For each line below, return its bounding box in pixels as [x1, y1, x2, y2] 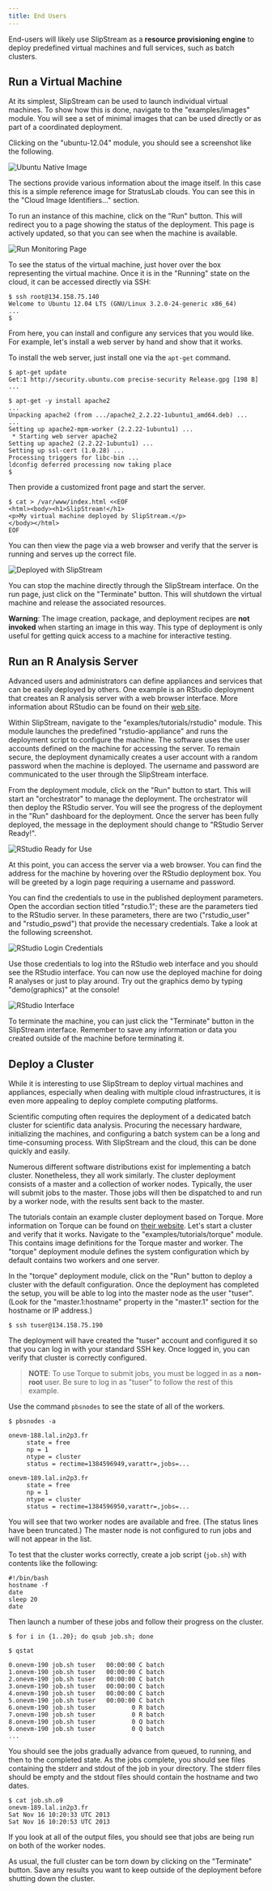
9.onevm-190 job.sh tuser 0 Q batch [8, 1725, 164, 1733]
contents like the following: [8, 1559, 99, 1569]
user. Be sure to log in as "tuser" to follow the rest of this [44, 1378, 233, 1387]
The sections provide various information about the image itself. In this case [8, 178, 261, 188]
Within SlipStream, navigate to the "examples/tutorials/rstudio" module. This [8, 718, 262, 728]
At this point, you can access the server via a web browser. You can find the [8, 860, 262, 870]
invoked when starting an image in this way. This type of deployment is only [8, 622, 263, 632]
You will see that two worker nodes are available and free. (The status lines [8, 1517, 259, 1527]
